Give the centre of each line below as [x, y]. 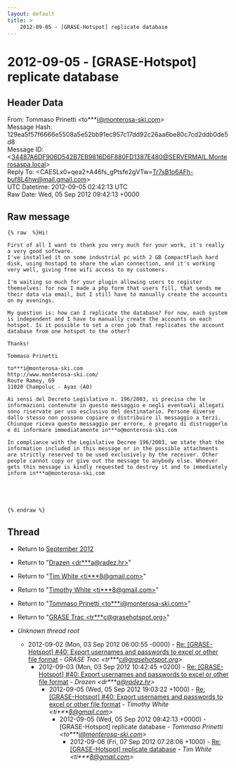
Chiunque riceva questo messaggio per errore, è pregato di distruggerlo [118, 424]
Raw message [39, 217]
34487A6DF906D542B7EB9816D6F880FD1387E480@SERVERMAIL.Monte [119, 157]
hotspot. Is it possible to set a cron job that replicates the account [116, 326]
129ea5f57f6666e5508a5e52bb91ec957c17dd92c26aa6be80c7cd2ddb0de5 [118, 135]
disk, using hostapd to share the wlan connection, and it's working [111, 264]
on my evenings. [31, 301]
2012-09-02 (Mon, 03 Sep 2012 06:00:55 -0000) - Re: [107, 644]
